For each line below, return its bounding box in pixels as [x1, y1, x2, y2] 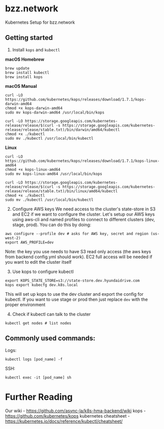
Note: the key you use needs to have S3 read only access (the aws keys [5, 248, 151, 254]
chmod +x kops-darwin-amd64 [5, 106, 63, 111]
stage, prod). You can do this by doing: [12, 222, 92, 228]
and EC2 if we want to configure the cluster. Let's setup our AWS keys [12, 211, 155, 217]
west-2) [5, 235, 21, 240]
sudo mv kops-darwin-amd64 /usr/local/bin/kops [5, 110, 105, 115]
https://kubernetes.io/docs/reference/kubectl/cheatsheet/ [5, 418, 123, 424]
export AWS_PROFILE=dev [5, 240, 54, 245]
